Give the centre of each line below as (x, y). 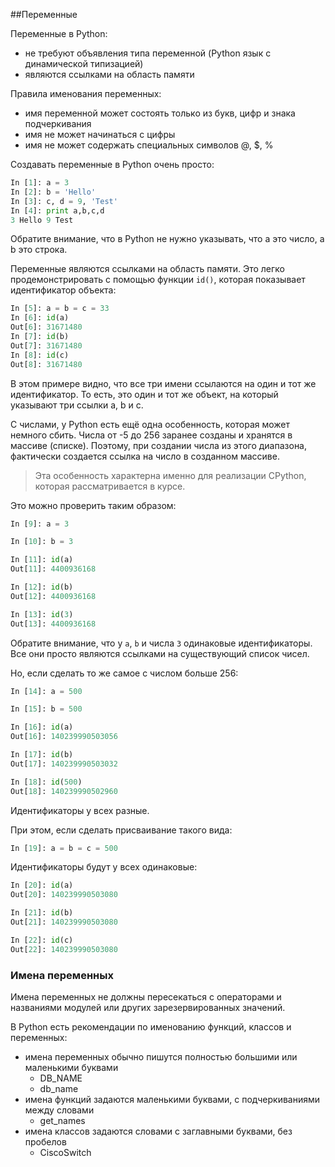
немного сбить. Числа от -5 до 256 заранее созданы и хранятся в (151, 435)
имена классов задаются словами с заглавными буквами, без (158, 1131)
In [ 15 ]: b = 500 (46, 709)
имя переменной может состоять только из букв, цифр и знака (160, 113)
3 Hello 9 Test (42, 220)
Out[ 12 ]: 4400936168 (53, 596)
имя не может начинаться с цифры (100, 134)
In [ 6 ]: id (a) (40, 318)
